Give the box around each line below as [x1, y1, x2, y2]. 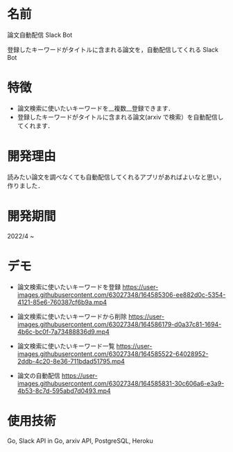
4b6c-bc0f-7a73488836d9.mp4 [17, 328, 110, 336]
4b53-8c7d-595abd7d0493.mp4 [17, 387, 111, 395]
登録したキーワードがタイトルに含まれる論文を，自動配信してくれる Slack [7, 45, 219, 54]
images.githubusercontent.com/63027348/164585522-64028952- [17, 349, 209, 358]
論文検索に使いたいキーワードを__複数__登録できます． [17, 104, 175, 112]
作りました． [7, 181, 44, 190]
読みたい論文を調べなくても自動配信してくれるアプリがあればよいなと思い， [7, 172, 225, 181]
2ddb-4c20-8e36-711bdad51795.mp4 [17, 357, 125, 365]
